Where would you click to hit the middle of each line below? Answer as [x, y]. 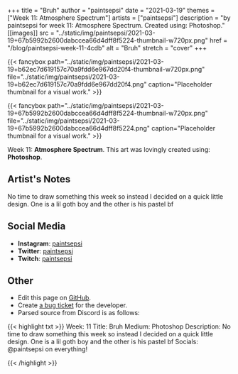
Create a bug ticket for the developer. [72, 305]
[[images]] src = [31, 33]
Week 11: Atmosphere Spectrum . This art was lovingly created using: [109, 149]
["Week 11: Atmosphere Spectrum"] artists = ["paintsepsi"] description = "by [119, 18]
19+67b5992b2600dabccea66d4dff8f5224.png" [79, 128]
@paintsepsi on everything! [47, 349]
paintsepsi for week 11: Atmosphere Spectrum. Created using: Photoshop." [116, 25]
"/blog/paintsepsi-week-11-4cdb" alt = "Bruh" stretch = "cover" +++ [107, 48]
